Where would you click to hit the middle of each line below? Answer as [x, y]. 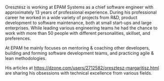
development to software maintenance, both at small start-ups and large [78, 23]
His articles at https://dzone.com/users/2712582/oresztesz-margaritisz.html [82, 68]
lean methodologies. [26, 58]
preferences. [18, 38]
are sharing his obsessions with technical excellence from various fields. [79, 73]
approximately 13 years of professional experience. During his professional [81, 12]
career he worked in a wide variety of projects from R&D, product [71, 17]
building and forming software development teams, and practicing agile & [80, 53]
